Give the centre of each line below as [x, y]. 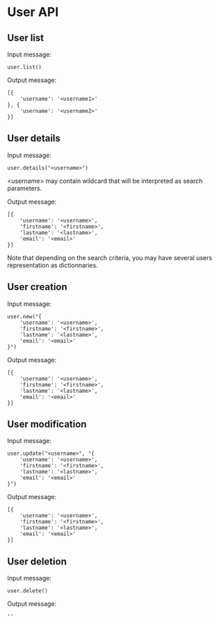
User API [33, 12]
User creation [37, 287]
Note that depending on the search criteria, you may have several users [110, 257]
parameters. [25, 188]
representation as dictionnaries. [53, 265]
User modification [47, 424]
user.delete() [28, 591]
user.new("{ [24, 316]
